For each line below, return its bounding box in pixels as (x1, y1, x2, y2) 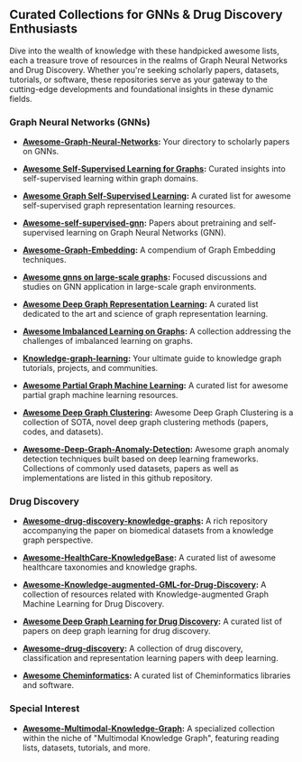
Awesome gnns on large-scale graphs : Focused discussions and (22, 272, 268, 283)
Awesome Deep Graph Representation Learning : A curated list (22, 299, 259, 310)
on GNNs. (22, 146, 59, 157)
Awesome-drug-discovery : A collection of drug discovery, (22, 643, 243, 654)
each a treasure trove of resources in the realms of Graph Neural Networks (9, 54, 288, 66)
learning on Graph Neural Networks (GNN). (66, 228, 227, 238)
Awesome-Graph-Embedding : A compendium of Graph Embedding (22, 245, 277, 256)
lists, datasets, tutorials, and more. (22, 742, 151, 753)
